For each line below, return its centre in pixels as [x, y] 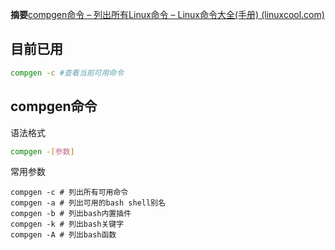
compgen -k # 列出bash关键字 [67, 224]
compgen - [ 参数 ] [42, 151]
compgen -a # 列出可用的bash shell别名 [88, 203]
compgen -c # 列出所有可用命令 [69, 193]
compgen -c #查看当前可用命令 [67, 73]
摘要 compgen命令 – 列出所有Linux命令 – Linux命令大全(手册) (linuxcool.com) [167, 14]
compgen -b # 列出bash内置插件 [71, 214]
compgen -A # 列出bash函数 [63, 235]
